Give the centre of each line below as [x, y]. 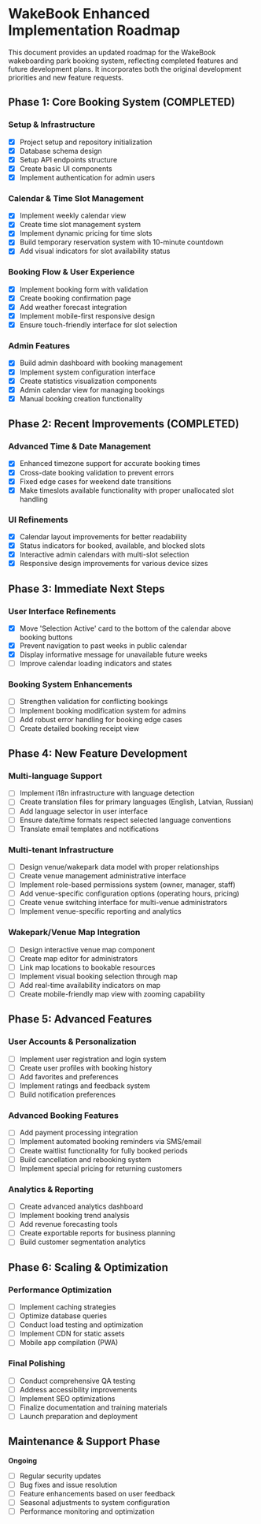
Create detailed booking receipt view [79, 728]
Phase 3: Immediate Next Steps [86, 589]
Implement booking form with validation [84, 289]
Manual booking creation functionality [81, 398]
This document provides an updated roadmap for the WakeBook [112, 52]
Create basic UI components [66, 168]
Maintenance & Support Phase [84, 1442]
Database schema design [61, 151]
